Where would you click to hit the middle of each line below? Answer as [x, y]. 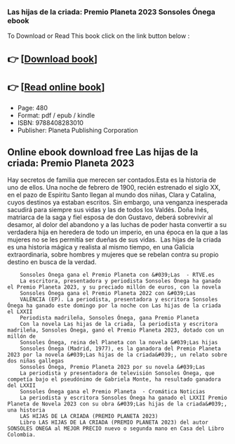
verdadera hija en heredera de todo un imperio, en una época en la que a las [117, 233]
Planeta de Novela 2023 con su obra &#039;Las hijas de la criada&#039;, [117, 404]
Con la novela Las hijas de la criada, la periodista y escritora [119, 324]
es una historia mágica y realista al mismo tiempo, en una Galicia [101, 247]
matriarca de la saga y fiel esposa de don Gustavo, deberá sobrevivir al [110, 217]
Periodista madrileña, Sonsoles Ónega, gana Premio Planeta [109, 318]
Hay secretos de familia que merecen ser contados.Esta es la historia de [112, 180]
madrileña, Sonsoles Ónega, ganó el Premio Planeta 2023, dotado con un [116, 330]
